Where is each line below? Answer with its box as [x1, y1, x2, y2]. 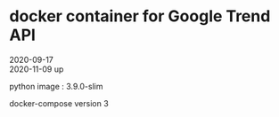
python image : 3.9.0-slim [9, 81, 103, 91]
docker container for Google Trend [9, 6, 271, 27]
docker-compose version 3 [9, 97, 109, 108]
